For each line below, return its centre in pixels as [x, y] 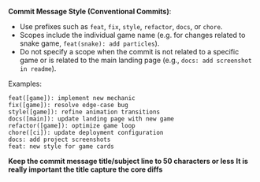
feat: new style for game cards [61, 147]
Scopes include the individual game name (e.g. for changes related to [132, 35]
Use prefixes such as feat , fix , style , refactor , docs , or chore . [121, 26]
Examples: [25, 84]
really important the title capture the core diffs [85, 169]
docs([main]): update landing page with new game [91, 119]
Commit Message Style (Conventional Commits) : [90, 11]
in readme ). [38, 69]
